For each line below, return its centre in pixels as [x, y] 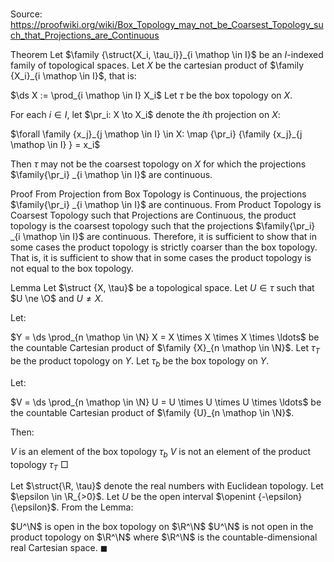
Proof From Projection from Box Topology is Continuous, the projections [158, 194]
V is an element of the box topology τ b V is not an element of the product [161, 452]
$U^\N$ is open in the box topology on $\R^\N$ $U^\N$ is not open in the [162, 527]
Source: [26, 14]
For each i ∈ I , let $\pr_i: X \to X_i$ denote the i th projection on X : [145, 115]
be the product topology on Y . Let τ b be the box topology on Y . [140, 361]
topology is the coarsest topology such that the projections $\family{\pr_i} [163, 226]
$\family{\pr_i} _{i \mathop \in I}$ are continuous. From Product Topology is [166, 205]
